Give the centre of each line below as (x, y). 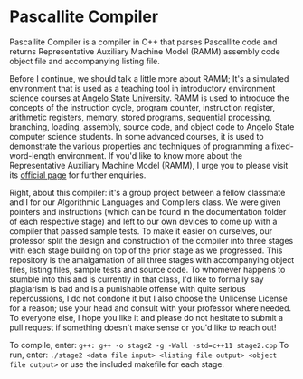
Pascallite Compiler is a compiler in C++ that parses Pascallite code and (143, 42)
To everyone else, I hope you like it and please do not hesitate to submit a (146, 317)
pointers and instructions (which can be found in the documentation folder (148, 211)
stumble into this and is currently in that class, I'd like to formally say (137, 279)
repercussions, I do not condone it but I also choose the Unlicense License (148, 298)
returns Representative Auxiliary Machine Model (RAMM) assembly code (145, 51)
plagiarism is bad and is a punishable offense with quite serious (128, 288)
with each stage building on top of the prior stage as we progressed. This (146, 250)
